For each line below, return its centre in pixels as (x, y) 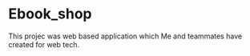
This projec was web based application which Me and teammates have (125, 36)
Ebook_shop (50, 14)
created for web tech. (44, 44)
